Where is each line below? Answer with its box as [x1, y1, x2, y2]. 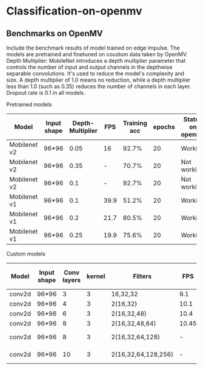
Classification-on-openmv [6, 4, 143, 18]
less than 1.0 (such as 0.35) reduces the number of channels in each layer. [6, 83, 192, 90]
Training [123, 119, 147, 127]
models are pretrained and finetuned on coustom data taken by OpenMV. [6, 51, 188, 58]
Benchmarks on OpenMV [6, 28, 103, 39]
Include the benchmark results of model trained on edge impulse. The [6, 44, 180, 51]
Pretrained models [6, 101, 53, 108]
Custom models [6, 250, 46, 257]
